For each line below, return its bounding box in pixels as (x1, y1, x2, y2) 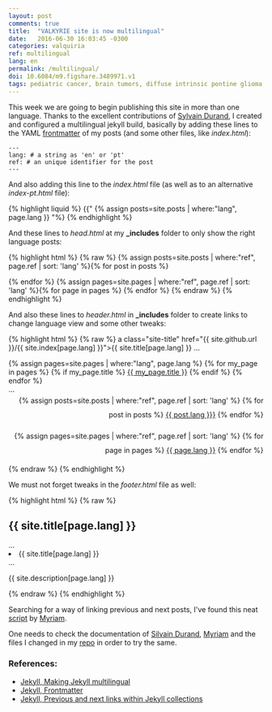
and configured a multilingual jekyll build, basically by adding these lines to (8, 119, 258, 129)
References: (8, 658, 58, 670)
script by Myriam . (8, 614, 67, 624)
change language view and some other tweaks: (8, 318, 167, 328)
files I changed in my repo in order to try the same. (8, 638, 177, 648)
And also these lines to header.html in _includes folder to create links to (8, 309, 249, 319)
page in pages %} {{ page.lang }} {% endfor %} (104, 445, 264, 455)
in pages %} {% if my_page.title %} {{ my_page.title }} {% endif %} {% (8, 367, 243, 377)
